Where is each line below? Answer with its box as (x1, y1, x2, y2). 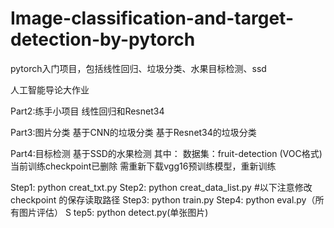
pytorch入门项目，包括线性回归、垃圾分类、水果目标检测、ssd (10, 62, 267, 74)
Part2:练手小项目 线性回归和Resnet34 (10, 105, 165, 117)
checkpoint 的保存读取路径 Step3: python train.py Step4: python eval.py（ (10, 193, 316, 206)
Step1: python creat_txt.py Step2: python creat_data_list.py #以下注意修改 (10, 181, 313, 193)
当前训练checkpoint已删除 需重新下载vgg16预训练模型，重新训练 (10, 160, 277, 172)
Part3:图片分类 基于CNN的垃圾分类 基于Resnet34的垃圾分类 (10, 126, 257, 138)
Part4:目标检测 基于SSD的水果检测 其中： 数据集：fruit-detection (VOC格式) (10, 147, 323, 159)
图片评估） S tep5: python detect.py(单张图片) (18, 206, 209, 218)
